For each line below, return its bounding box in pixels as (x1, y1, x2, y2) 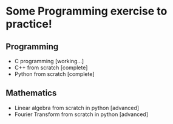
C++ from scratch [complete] (14, 64, 88, 71)
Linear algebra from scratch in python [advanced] (14, 104, 140, 111)
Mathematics (5, 88, 57, 98)
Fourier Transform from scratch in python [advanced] (14, 111, 149, 118)
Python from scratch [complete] (14, 71, 95, 77)
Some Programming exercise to (5, 4, 168, 18)
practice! (5, 17, 52, 31)
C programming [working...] (14, 58, 84, 64)
